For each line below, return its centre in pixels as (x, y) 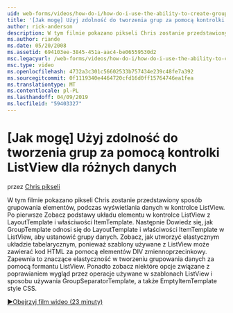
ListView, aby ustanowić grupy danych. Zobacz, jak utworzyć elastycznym (113, 237)
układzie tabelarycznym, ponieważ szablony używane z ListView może (108, 244)
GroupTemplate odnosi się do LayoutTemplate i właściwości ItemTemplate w (116, 229)
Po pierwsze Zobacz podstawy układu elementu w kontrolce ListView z (109, 215)
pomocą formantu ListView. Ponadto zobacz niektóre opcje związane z (109, 266)
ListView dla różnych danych (92, 168)
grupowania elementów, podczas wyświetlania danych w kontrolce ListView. (116, 207)
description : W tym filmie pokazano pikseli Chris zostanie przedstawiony (118, 33)
